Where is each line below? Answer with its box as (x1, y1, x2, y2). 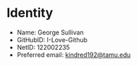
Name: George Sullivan (16, 28, 84, 37)
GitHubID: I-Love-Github (16, 35, 88, 44)
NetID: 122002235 (16, 43, 70, 51)
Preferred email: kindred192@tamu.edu (16, 51, 131, 59)
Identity (6, 5, 54, 21)
